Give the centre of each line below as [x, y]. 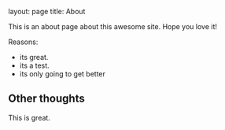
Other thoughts [46, 99]
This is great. [30, 117]
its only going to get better [63, 74]
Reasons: [23, 42]
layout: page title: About [47, 11]
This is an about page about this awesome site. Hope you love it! [113, 26]
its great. [34, 57]
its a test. [34, 65]
